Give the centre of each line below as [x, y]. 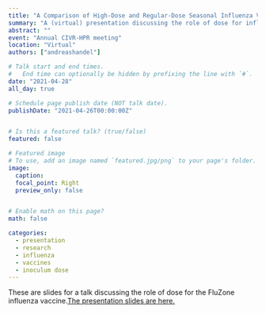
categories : [28, 233]
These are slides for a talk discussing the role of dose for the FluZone [122, 292]
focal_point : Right [47, 183]
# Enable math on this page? [56, 212]
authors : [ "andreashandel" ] [55, 52]
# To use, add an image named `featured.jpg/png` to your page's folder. [133, 161]
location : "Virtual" [42, 45]
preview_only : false [49, 190]
